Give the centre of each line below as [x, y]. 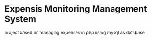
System [20, 19]
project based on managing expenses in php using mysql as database [75, 32]
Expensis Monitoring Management [76, 9]
